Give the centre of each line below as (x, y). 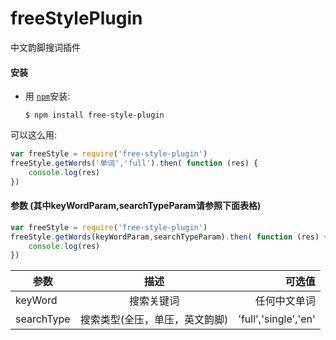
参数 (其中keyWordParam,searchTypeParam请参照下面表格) (136, 206)
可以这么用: (34, 135)
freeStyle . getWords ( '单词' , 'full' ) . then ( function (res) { (134, 163)
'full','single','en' (277, 319)
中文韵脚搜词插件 (45, 47)
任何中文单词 (285, 301)
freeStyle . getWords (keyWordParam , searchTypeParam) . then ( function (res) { (169, 237)
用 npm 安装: (47, 96)
